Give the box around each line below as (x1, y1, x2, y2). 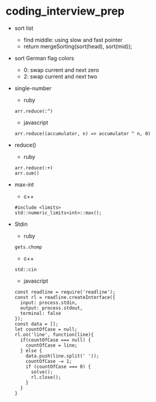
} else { (20, 347, 42, 354)
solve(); (30, 368, 53, 375)
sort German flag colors (14, 54, 74, 62)
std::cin (14, 266, 37, 272)
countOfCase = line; (25, 342, 78, 348)
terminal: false (20, 310, 61, 316)
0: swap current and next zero (23, 66, 100, 74)
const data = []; (14, 321, 59, 327)
